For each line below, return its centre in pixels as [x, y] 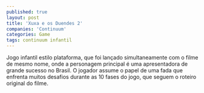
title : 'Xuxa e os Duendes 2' [45, 23]
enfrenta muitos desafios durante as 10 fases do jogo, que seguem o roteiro [101, 77]
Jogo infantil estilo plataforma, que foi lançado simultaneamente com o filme [102, 57]
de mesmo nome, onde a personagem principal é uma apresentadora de [97, 64]
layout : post [23, 18]
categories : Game [28, 35]
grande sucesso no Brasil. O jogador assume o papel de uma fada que [95, 70]
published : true [27, 12]
